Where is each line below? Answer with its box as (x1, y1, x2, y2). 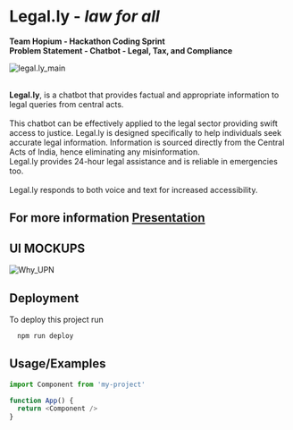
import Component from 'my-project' (9, 380, 146, 389)
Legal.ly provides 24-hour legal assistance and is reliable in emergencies (9, 156, 279, 166)
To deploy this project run (9, 314, 105, 325)
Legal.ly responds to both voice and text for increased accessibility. (9, 184, 258, 195)
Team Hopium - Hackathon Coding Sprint (9, 36, 165, 46)
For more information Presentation (9, 210, 205, 225)
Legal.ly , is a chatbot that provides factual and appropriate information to (9, 89, 280, 100)
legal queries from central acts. (9, 98, 124, 109)
